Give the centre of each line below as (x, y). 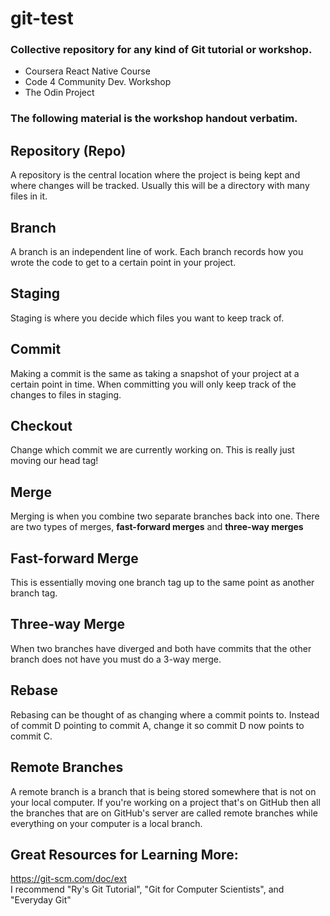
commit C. (31, 736)
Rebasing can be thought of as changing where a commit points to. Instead (165, 714)
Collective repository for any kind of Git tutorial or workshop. (161, 50)
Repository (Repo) (68, 150)
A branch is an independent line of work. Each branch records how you (157, 252)
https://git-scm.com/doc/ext (68, 879)
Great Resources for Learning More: (124, 854)
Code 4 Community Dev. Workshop (98, 82)
